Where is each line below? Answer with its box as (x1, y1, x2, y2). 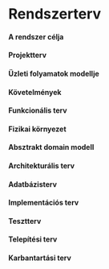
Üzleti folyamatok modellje (8, 68, 100, 78)
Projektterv (8, 50, 46, 60)
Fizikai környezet (8, 124, 67, 134)
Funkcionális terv (8, 106, 67, 115)
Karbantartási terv (8, 253, 72, 263)
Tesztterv (8, 216, 42, 226)
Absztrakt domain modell (8, 143, 95, 152)
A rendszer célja (8, 31, 64, 41)
